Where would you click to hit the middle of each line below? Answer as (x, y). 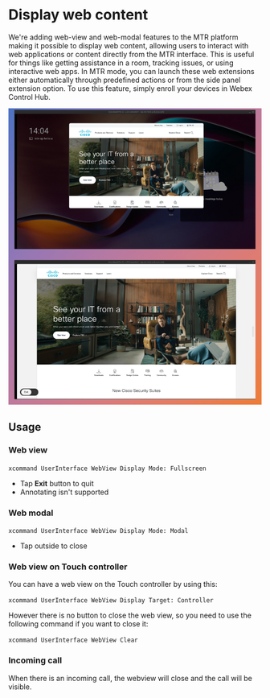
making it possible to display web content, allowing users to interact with (129, 45)
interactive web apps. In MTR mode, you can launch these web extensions (131, 71)
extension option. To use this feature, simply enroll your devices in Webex (131, 88)
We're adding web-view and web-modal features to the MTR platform (123, 37)
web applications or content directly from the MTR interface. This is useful (131, 54)
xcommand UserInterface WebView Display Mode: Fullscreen (107, 469)
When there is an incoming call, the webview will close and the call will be (131, 678)
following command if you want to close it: (78, 624)
